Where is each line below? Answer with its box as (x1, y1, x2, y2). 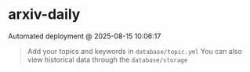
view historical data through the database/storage (27, 55, 188, 64)
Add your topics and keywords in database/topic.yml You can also (27, 46, 243, 56)
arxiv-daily (8, 5, 81, 23)
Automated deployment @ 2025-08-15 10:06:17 (8, 31, 161, 41)
